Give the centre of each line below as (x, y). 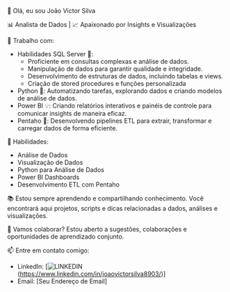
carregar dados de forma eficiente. (67, 128)
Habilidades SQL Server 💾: (55, 54)
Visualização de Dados (50, 162)
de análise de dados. (47, 98)
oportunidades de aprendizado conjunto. (66, 237)
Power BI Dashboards (48, 177)
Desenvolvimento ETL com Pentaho (68, 184)
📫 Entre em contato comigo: (48, 250)
